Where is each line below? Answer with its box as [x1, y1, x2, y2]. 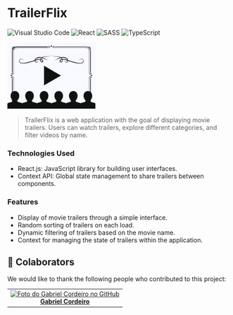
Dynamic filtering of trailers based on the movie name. [17, 228, 176, 237]
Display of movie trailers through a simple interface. [17, 213, 168, 222]
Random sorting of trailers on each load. [17, 220, 135, 229]
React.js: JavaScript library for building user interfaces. [17, 165, 178, 173]
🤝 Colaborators [7, 256, 75, 268]
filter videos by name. [24, 131, 88, 139]
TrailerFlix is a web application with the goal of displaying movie [24, 115, 210, 124]
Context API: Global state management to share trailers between [17, 172, 204, 181]
